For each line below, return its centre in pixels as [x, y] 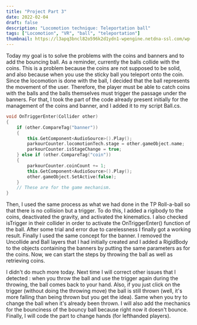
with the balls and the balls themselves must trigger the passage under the [96, 93]
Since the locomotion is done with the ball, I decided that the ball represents [98, 81]
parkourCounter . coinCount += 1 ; [67, 165]
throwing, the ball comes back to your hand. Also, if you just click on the [93, 285]
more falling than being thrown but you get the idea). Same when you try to [97, 297]
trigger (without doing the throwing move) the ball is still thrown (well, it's [94, 291]
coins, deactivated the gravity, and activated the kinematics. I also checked [97, 217]
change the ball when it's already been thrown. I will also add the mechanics [98, 303]
